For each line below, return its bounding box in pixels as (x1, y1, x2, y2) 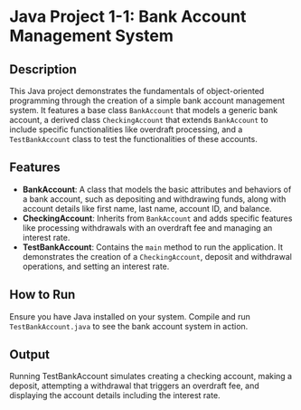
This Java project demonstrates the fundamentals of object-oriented (9, 86, 265, 96)
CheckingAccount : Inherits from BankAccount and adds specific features (22, 213, 293, 224)
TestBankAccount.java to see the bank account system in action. (9, 320, 249, 331)
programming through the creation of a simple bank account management (9, 95, 286, 106)
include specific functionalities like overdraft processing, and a (9, 124, 243, 135)
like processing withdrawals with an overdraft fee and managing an (22, 222, 273, 233)
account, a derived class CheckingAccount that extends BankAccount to (9, 115, 268, 125)
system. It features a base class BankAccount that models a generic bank (9, 105, 278, 115)
